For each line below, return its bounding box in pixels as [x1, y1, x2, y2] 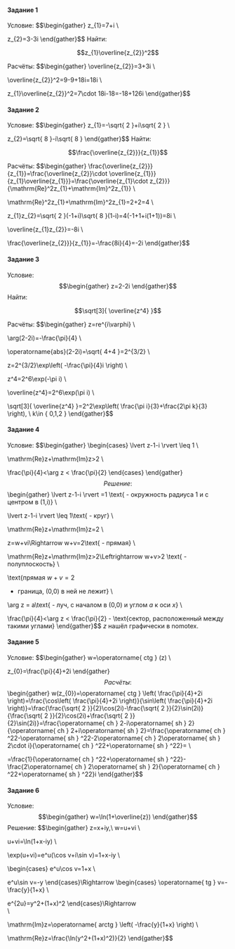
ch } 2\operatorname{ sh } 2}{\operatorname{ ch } [74, 763, 220, 771]
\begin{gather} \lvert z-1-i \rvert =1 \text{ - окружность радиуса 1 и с [7, 490, 209, 499]
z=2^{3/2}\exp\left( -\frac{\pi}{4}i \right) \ [7, 361, 128, 369]
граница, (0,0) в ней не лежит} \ [17, 587, 114, 595]
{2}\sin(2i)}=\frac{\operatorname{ [7, 719, 105, 727]
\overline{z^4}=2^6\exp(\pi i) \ [7, 388, 95, 397]
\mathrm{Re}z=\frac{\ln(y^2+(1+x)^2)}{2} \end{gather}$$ [7, 934, 173, 943]
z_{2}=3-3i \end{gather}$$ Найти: [7, 35, 107, 44]
